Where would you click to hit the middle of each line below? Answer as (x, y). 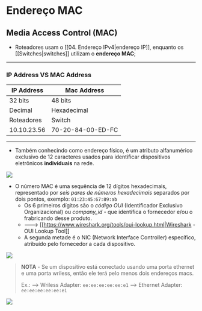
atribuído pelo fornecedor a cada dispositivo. (80, 244)
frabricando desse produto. (58, 218)
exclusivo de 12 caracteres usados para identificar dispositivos (93, 157)
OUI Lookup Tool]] (47, 231)
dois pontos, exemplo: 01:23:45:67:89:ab (66, 199)
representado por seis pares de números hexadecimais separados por (102, 193)
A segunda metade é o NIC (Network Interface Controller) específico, (110, 237)
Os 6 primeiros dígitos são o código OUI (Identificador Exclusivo (103, 206)
